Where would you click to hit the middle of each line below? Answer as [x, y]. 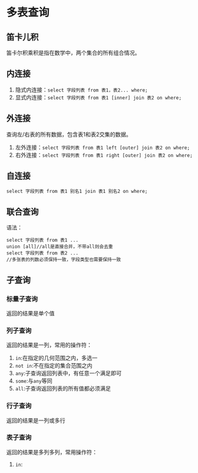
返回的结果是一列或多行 [36, 420]
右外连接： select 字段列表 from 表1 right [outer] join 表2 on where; [104, 155]
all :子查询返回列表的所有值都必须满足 [63, 389]
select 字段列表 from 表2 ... [42, 253]
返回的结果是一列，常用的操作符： [49, 345]
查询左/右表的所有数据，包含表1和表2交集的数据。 [69, 134]
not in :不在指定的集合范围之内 [54, 366]
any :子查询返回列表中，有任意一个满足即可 [68, 374]
